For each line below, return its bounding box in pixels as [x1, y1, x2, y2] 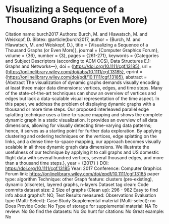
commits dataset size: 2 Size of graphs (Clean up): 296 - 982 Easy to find [5, 187, 158, 193]
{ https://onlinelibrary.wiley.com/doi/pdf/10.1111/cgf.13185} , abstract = [5, 74, 147, 80]
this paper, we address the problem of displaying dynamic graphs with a [5, 101, 155, 107]
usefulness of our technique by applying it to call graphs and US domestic [5, 149, 159, 155]
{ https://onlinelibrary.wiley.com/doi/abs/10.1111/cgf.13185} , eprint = [5, 68, 143, 74]
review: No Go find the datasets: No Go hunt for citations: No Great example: [5, 208, 164, 214]
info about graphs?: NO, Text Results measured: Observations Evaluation [5, 192, 156, 198]
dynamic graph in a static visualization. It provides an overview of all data [5, 117, 158, 123]
